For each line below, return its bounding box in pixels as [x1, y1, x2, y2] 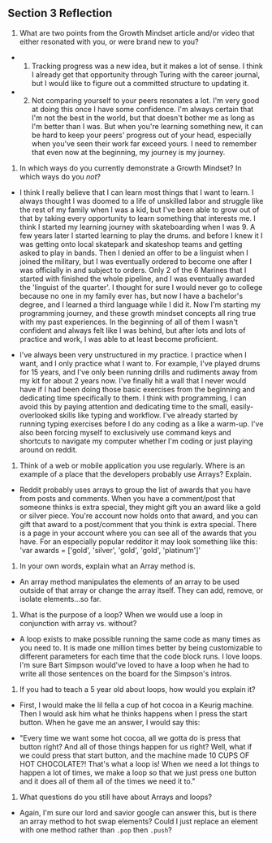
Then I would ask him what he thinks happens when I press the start [19, 708, 248, 718]
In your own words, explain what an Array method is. [19, 560, 196, 571]
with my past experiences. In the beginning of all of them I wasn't [19, 317, 239, 326]
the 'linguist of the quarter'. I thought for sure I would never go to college [19, 282, 263, 292]
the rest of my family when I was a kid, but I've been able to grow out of [19, 205, 260, 214]
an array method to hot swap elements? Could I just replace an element [19, 816, 258, 826]
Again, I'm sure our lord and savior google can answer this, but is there [19, 807, 257, 817]
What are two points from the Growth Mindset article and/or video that [19, 28, 255, 37]
